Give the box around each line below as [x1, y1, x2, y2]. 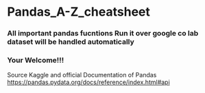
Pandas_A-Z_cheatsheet [7, 4, 151, 20]
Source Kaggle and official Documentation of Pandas [7, 71, 157, 79]
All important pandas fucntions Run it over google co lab [7, 29, 199, 38]
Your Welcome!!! [7, 55, 64, 65]
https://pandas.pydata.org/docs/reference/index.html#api [7, 78, 170, 86]
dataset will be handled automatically [7, 37, 135, 46]
